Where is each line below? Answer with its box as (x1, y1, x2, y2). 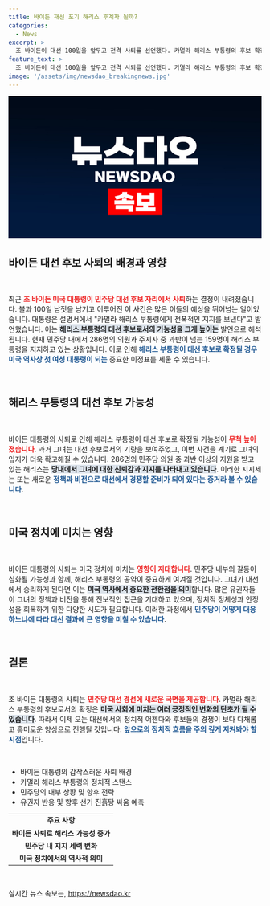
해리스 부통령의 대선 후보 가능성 (8, 396, 155, 410)
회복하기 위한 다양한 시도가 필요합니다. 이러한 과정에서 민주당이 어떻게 (22, 604, 242, 614)
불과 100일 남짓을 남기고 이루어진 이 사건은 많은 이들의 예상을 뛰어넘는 (18, 304, 239, 314)
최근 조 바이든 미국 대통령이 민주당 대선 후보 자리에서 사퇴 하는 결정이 (8, 294, 220, 304)
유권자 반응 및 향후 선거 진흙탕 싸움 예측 (19, 797, 145, 806)
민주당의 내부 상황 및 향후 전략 (19, 787, 115, 797)
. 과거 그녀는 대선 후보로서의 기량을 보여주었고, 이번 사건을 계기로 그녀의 (34, 444, 260, 454)
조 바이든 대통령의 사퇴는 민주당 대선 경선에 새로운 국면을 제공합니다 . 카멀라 (8, 694, 243, 704)
